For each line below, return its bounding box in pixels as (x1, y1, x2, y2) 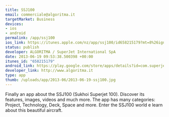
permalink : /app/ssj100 (5, 36, 55, 41)
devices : (5, 21, 24, 27)
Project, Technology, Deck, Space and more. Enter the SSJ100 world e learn (5, 101, 163, 108)
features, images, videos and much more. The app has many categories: (5, 96, 155, 102)
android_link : (5, 63, 35, 68)
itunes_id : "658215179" (5, 59, 55, 64)
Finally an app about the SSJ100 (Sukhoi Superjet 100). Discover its (5, 91, 145, 97)
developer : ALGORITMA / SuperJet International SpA (5, 49, 116, 54)
